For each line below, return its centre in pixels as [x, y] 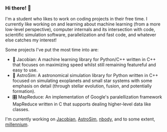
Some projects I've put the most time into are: [52, 50]
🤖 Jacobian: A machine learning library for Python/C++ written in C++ [84, 59]
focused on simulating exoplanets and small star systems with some [82, 81]
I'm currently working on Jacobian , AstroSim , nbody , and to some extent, [80, 119]
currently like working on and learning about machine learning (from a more [83, 24]
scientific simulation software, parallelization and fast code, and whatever [81, 35]
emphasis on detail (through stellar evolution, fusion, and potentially [82, 86]
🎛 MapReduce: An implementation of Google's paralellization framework [87, 97]
